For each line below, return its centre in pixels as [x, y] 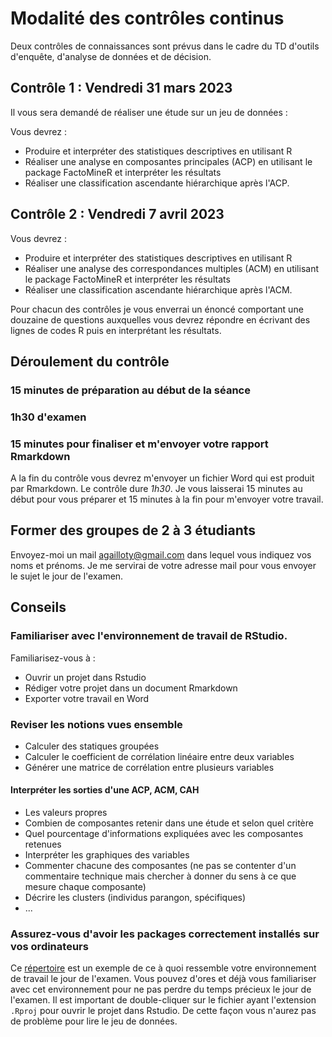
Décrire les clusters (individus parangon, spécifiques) [135, 898]
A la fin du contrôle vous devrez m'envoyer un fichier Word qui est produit [162, 478]
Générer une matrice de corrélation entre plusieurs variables [149, 767]
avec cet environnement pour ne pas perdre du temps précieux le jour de [161, 989]
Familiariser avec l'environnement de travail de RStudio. [149, 636]
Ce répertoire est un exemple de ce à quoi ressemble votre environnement [163, 968]
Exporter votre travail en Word [87, 698]
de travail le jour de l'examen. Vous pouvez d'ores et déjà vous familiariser [163, 979]
